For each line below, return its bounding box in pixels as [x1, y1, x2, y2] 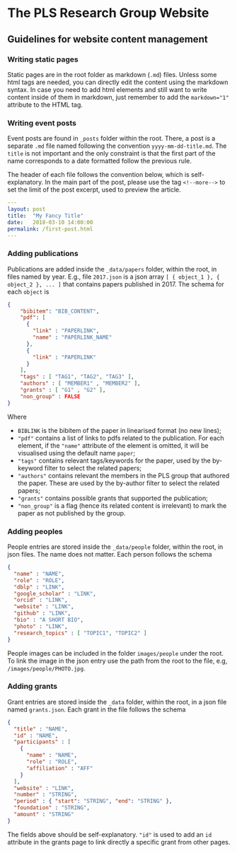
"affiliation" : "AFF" [25, 765, 93, 772]
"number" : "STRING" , [13, 791, 78, 799]
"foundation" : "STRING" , [13, 804, 91, 811]
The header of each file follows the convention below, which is [7, 170, 190, 179]
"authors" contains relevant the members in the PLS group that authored [17, 471, 230, 480]
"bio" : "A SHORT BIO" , [13, 617, 83, 624]
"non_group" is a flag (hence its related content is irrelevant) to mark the [17, 501, 227, 510]
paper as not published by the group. [17, 509, 126, 517]
